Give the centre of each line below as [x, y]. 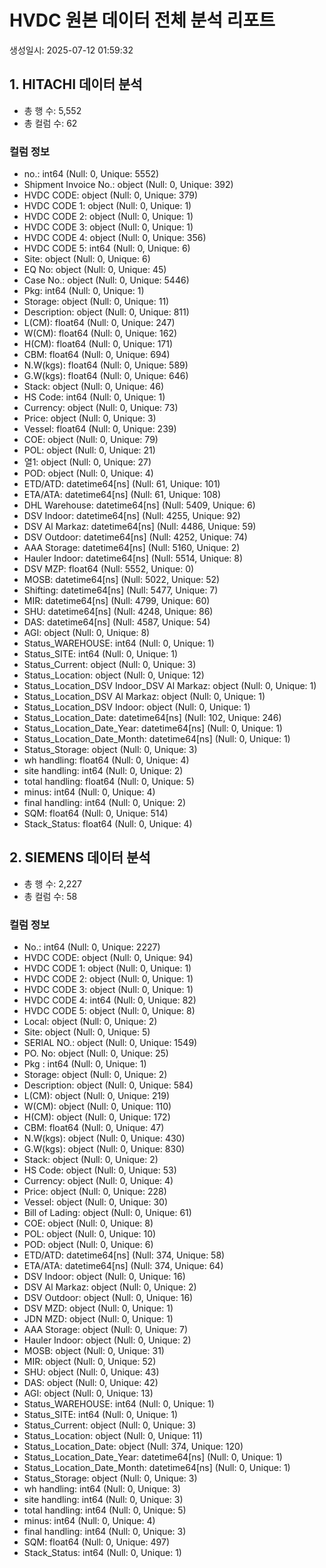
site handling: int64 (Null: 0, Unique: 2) [103, 771]
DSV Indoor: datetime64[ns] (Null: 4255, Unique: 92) [132, 516]
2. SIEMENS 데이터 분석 [80, 857]
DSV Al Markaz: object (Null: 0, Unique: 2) [110, 1287]
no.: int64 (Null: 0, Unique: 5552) [91, 174]
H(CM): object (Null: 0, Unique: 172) [97, 1117]
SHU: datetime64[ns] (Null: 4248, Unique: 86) [118, 612]
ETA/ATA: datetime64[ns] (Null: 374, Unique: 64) [123, 1266]
